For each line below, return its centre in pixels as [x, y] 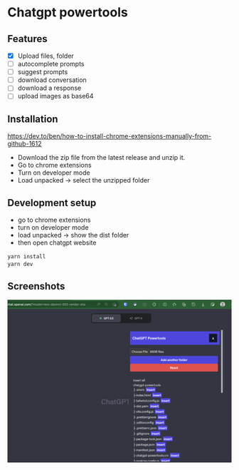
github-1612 [25, 144]
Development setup [52, 203]
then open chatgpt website [57, 242]
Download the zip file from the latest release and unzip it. [101, 158]
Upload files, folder [46, 56]
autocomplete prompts [51, 64]
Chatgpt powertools [68, 12]
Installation [33, 119]
